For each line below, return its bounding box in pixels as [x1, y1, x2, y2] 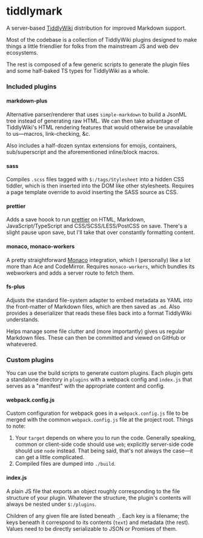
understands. [6, 315, 39, 323]
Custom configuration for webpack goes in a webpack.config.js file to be [6, 409, 189, 417]
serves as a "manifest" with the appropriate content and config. [6, 382, 165, 389]
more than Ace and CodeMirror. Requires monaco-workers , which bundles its [6, 263, 195, 270]
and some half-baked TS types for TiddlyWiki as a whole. [6, 67, 150, 74]
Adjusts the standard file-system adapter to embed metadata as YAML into [6, 296, 193, 304]
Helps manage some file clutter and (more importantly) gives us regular [6, 328, 185, 335]
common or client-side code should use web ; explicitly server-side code [15, 441, 194, 448]
